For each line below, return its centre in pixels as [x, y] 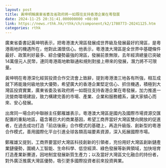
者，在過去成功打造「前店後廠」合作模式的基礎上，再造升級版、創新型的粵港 [83, 126]
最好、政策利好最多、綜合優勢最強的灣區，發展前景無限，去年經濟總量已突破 [83, 55]
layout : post [19, 10]
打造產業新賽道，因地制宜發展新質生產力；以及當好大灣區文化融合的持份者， [83, 155]
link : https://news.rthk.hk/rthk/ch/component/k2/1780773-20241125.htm [80, 23]
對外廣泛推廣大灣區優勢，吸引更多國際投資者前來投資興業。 [66, 161]
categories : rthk [23, 28]
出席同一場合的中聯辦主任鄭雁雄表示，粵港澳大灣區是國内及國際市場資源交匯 [83, 113]
